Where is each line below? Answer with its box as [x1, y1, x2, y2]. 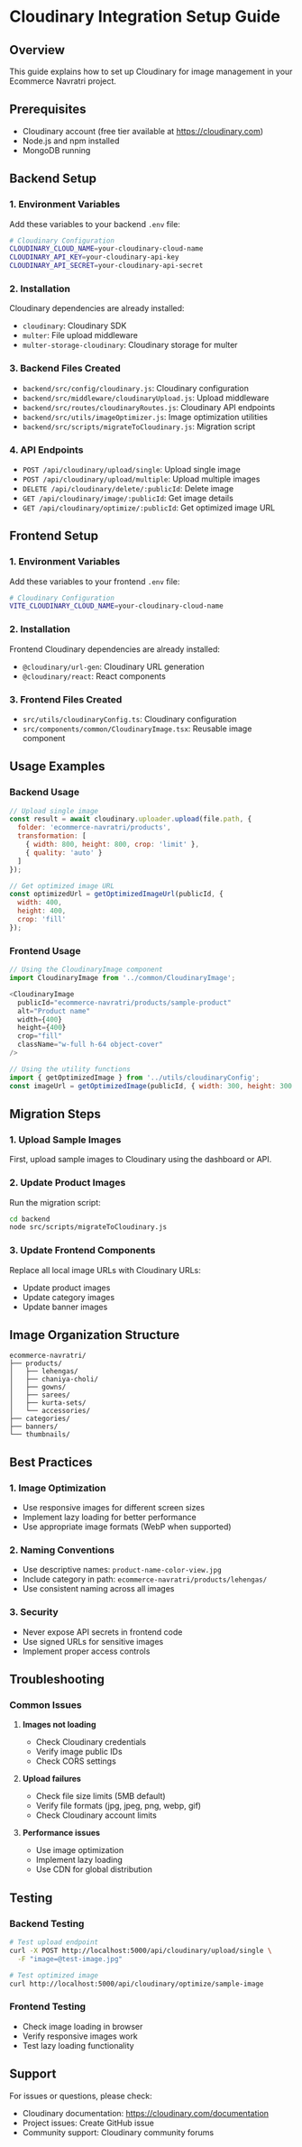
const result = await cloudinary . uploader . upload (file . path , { [9, 814, 252, 824]
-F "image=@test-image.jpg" [17, 1954, 124, 1963]
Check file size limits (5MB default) [35, 1791, 166, 1802]
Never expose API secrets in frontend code [22, 1626, 183, 1638]
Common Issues [9, 1698, 83, 1711]
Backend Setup [9, 171, 97, 187]
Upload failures [22, 1774, 81, 1785]
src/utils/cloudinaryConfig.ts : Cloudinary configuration [22, 713, 237, 724]
